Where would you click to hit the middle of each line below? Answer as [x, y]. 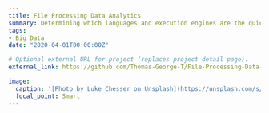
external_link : [34, 67]
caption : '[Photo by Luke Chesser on [78, 88]
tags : [17, 30]
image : [19, 81]
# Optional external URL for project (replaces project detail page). [128, 60]
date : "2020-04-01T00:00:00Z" [59, 45]
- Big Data [26, 38]
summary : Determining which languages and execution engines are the [127, 23]
